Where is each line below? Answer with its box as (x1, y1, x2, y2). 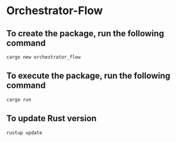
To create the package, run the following (6, 28, 164, 39)
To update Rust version (6, 113, 97, 124)
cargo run (6, 97, 32, 103)
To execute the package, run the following (6, 71, 170, 81)
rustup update (6, 130, 43, 136)
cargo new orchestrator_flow (6, 54, 81, 60)
